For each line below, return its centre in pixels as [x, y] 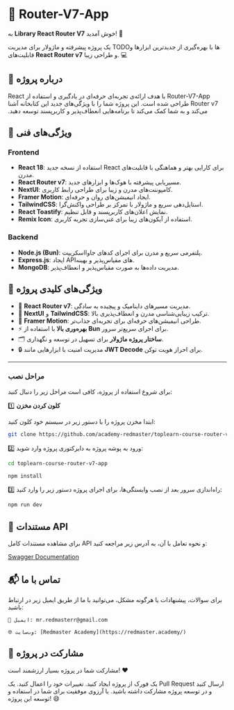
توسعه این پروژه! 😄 [34, 698]
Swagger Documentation [43, 557]
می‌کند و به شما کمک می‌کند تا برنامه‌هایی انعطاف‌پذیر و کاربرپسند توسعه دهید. [108, 111]
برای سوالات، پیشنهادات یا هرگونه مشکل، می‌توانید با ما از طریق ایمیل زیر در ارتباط [115, 599]
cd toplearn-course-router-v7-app [58, 463]
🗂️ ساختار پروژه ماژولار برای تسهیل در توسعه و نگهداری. [91, 339]
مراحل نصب [26, 376]
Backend [23, 237]
